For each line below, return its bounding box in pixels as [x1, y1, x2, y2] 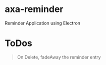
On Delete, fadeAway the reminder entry [17, 54, 101, 60]
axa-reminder [5, 3, 64, 15]
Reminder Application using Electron [5, 20, 81, 26]
